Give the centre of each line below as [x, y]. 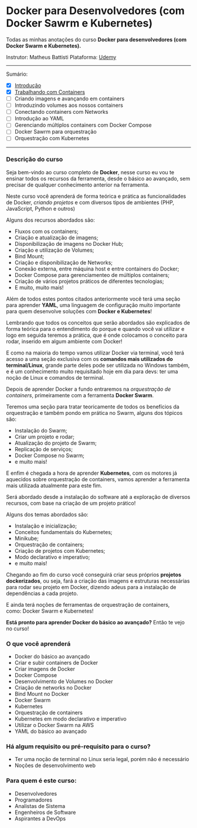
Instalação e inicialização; [46, 526]
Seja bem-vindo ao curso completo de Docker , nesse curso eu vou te [90, 172]
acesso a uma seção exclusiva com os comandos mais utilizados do [89, 359]
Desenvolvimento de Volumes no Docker [64, 681]
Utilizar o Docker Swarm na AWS [54, 725]
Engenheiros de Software [45, 812]
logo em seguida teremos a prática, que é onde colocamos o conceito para [97, 335]
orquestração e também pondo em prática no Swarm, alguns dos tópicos [94, 413]
